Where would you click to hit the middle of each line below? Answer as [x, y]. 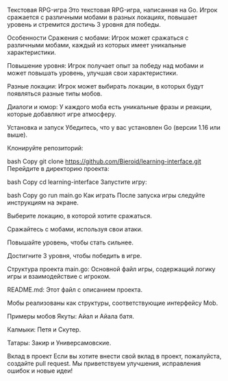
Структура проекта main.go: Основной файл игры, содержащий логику [111, 269]
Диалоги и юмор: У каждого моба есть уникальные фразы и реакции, [110, 107]
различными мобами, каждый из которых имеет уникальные [97, 45]
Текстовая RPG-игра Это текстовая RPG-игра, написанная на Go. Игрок [112, 10]
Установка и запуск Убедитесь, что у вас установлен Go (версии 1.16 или [114, 127]
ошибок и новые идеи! [40, 371]
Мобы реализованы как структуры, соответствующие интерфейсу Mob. [113, 303]
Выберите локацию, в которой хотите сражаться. [80, 216]
